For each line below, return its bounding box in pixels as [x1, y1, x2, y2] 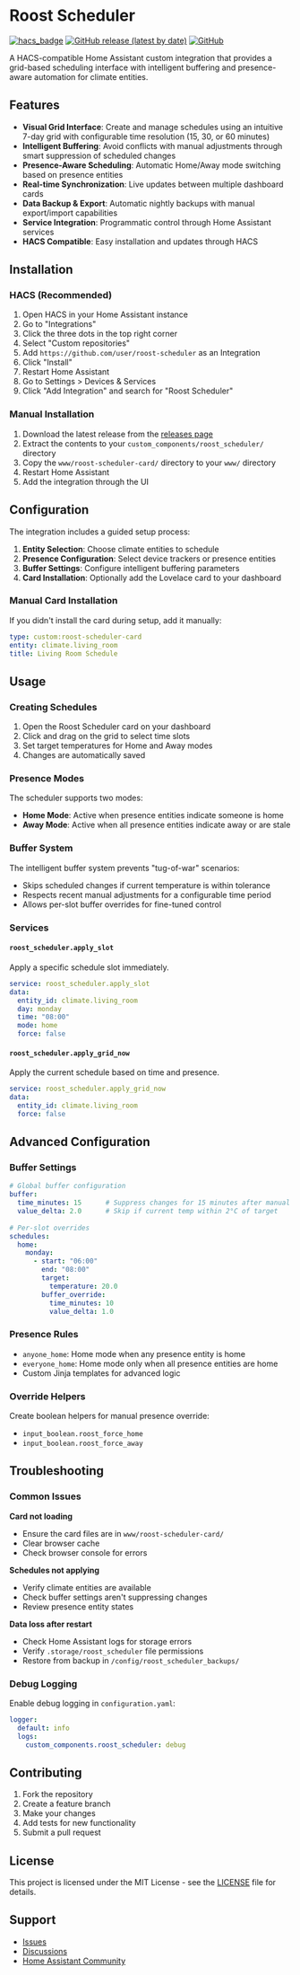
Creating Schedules [9, 701, 98, 713]
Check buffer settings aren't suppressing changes [21, 1591, 208, 1602]
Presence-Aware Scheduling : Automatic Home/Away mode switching [21, 159, 281, 171]
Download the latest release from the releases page [21, 428, 213, 439]
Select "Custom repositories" [21, 338, 131, 348]
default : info [17, 1724, 70, 1733]
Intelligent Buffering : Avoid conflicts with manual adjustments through [21, 140, 283, 151]
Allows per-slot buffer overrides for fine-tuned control [21, 899, 222, 910]
